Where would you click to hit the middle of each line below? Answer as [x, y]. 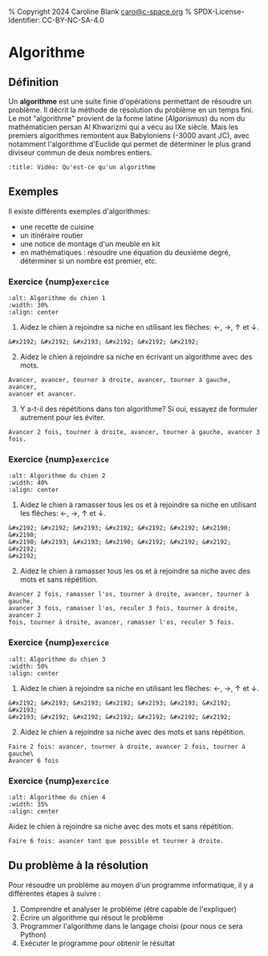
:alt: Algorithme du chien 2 [57, 476]
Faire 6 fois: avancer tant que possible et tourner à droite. [116, 841]
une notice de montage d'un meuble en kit [90, 243]
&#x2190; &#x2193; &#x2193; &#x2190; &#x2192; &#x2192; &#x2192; [120, 542]
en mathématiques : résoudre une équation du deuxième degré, [125, 252]
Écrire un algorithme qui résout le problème [91, 917]
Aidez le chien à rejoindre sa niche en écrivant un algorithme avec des [136, 357]
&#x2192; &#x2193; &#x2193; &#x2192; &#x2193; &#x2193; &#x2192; [120, 703]
